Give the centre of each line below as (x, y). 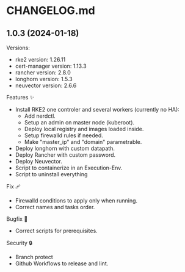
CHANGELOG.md (51, 11)
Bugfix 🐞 (17, 219)
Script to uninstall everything (51, 174)
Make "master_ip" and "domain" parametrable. (83, 142)
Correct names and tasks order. (55, 207)
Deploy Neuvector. (38, 161)
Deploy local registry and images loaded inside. (84, 129)
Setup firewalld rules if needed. (64, 135)
